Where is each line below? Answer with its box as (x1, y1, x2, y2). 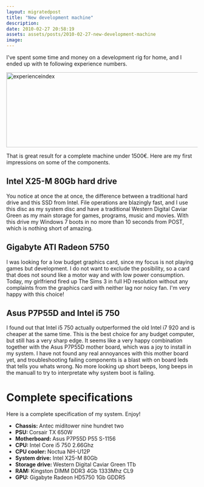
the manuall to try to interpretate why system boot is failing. (6, 369, 155, 377)
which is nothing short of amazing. (6, 224, 93, 232)
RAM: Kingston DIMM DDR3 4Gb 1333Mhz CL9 (15, 468, 134, 475)
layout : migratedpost (6, 8, 61, 15)
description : (6, 20, 39, 26)
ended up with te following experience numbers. (6, 60, 127, 67)
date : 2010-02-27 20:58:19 (6, 25, 75, 32)
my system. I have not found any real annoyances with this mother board (6, 350, 188, 357)
